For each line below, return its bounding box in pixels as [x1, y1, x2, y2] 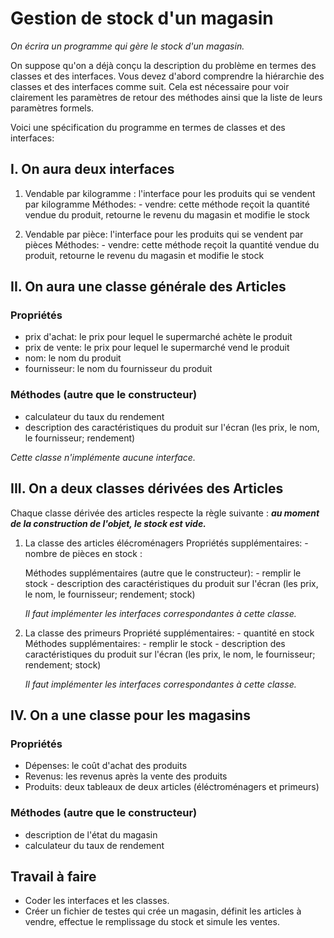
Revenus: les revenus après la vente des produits [24, 770, 228, 782]
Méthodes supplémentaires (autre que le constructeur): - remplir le [24, 567, 302, 579]
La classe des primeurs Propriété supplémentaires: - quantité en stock [24, 627, 315, 639]
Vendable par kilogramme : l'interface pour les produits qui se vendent [24, 187, 316, 199]
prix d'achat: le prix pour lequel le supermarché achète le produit [24, 331, 293, 343]
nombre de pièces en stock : [24, 547, 143, 559]
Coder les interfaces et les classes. [24, 895, 170, 907]
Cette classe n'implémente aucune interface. [10, 451, 196, 463]
